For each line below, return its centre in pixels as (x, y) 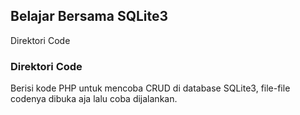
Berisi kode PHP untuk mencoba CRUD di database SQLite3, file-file (150, 88)
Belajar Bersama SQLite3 (89, 16)
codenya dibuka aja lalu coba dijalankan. (94, 99)
